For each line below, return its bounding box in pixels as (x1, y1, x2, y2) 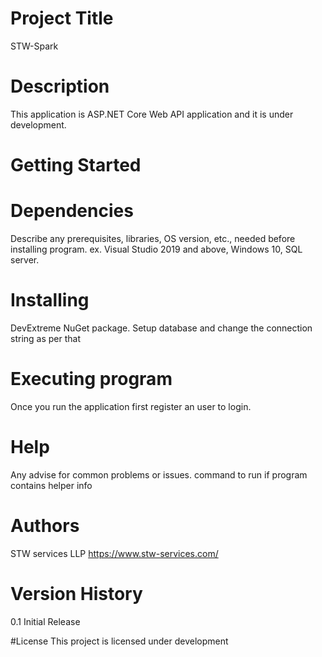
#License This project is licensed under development (10, 635, 229, 647)
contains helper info (10, 479, 93, 491)
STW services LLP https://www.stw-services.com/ (10, 547, 219, 559)
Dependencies (10, 200, 134, 222)
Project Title (10, 7, 114, 30)
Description (10, 75, 110, 98)
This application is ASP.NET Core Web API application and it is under (10, 108, 294, 120)
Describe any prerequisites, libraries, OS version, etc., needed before (10, 233, 296, 244)
